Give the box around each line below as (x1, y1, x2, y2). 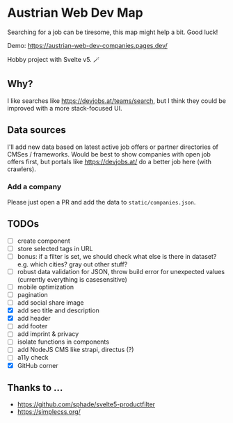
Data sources (7, 124, 66, 136)
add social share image (17, 298, 85, 307)
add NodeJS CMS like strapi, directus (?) (17, 346, 134, 354)
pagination (17, 290, 49, 298)
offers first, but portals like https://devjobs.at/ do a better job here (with (7, 157, 212, 166)
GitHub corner (17, 361, 58, 369)
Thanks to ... (7, 382, 63, 394)
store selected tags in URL (17, 244, 93, 253)
